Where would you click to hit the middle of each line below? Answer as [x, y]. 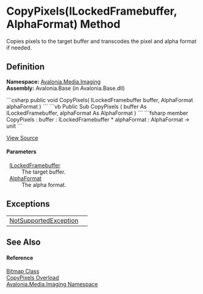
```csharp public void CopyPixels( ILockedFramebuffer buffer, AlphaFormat [100, 100]
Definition [25, 67]
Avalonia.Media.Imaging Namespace [52, 284]
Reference [20, 257]
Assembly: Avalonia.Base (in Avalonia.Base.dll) [66, 88]
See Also [23, 242]
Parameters [21, 152]
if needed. [19, 48]
